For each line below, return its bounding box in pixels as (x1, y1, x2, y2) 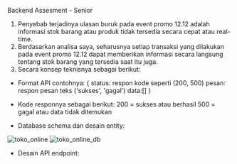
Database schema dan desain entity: (17, 121, 125, 130)
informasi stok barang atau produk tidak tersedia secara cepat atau (17, 28, 216, 35)
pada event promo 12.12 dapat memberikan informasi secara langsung (17, 50, 223, 58)
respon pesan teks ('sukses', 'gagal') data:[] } (17, 87, 152, 94)
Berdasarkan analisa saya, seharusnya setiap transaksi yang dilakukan (17, 43, 224, 50)
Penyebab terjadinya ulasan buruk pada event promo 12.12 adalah (17, 20, 210, 28)
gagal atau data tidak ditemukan (17, 108, 112, 116)
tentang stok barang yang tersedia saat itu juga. (17, 58, 158, 66)
